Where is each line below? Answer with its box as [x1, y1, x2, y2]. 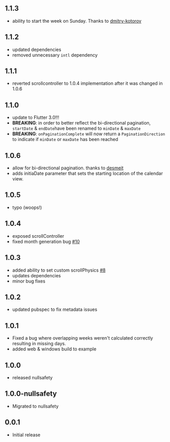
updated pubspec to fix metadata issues [12, 306, 98, 313]
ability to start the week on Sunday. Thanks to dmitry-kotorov [12, 17, 142, 24]
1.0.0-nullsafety [5, 390, 57, 398]
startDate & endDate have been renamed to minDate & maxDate [12, 126, 141, 132]
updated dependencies [12, 46, 61, 52]
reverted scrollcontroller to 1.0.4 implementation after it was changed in [12, 80, 163, 86]
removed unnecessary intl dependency [12, 51, 98, 58]
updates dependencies [12, 272, 61, 278]
